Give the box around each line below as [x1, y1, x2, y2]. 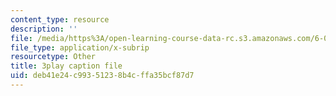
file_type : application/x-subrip [10, 42, 150, 53]
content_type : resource [10, 14, 110, 25]
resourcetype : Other [10, 52, 97, 62]
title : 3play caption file [10, 61, 123, 71]
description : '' [10, 24, 78, 34]
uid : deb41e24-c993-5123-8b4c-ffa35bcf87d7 [10, 71, 195, 81]
